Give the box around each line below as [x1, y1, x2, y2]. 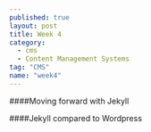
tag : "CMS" [9, 63, 50, 72]
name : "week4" [9, 71, 63, 80]
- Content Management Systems [17, 54, 130, 63]
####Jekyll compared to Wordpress [9, 112, 143, 123]
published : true [9, 12, 70, 22]
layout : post [9, 21, 58, 30]
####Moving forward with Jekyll [9, 95, 130, 106]
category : [9, 37, 46, 47]
